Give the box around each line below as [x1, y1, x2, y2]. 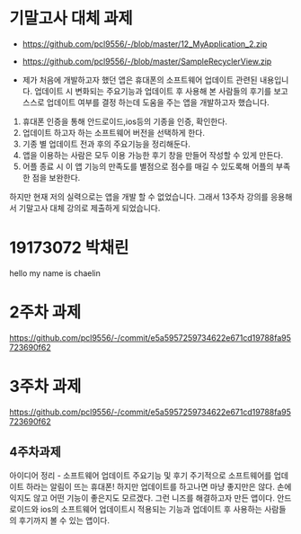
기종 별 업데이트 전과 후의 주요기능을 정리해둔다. [22, 138, 190, 149]
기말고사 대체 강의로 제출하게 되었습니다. [18, 202, 161, 213]
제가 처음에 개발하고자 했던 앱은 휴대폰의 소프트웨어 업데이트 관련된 [22, 74, 258, 85]
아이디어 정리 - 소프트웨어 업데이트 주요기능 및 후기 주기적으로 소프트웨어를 [9, 469, 272, 481]
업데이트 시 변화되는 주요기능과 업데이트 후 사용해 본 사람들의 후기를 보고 [34, 85, 289, 96]
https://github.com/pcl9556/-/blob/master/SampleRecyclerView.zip [22, 56, 272, 67]
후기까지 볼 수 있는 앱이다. [18, 514, 111, 526]
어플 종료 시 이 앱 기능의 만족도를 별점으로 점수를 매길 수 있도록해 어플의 [22, 161, 274, 172]
